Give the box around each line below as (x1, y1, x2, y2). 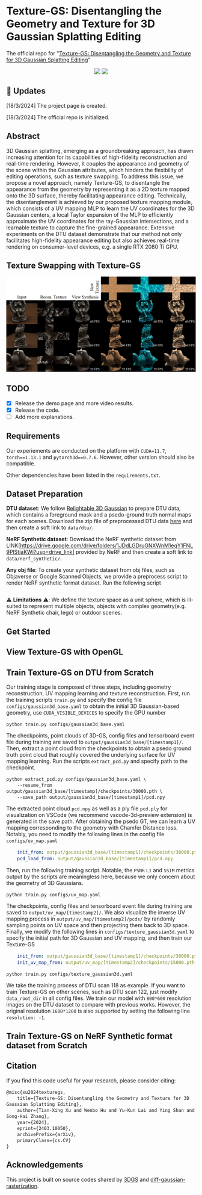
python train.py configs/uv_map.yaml (6, 892, 101, 898)
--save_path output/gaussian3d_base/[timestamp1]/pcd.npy (17, 795, 165, 801)
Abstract (6, 131, 40, 141)
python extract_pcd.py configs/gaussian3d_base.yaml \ (6, 777, 147, 783)
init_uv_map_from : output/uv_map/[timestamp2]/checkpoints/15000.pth (17, 959, 195, 966)
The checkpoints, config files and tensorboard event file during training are (6, 902, 192, 910)
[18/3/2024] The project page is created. (6, 102, 107, 109)
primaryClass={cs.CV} (17, 1137, 71, 1143)
